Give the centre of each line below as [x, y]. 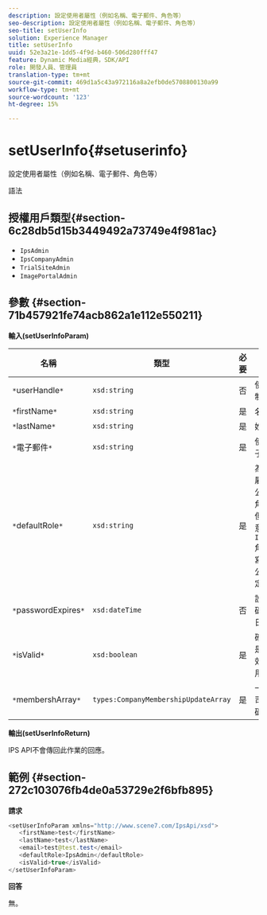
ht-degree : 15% [33, 104]
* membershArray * [46, 699]
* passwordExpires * [48, 609]
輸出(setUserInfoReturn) [49, 733]
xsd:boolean [115, 654]
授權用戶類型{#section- [67, 218]
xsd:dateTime [117, 610]
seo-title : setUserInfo [48, 30]
